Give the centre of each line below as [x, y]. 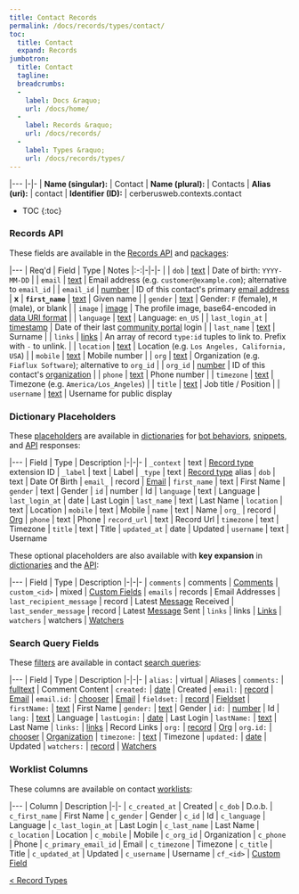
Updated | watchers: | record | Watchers [83, 746]
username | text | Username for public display [91, 393]
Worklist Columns [49, 769]
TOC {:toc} [42, 210]
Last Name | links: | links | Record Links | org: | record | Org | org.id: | [141, 727]
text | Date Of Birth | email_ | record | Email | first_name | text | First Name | [147, 481]
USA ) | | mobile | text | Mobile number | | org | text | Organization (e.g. [135, 355]
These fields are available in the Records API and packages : [119, 253]
